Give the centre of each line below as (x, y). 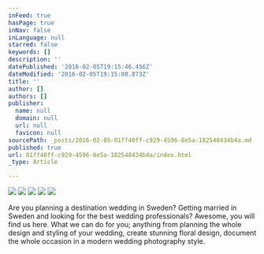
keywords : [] (30, 52)
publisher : (26, 103)
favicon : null (38, 133)
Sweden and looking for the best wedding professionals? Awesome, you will (132, 216)
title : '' (24, 81)
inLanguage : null (37, 37)
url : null (31, 125)
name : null (33, 111)
